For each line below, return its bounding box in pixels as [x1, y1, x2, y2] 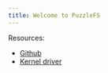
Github [19, 48, 42, 57]
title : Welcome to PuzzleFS [8, 11, 101, 20]
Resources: [8, 33, 45, 42]
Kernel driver [19, 57, 62, 66]
